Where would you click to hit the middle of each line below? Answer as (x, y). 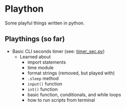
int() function (43, 89)
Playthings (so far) (35, 39)
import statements (47, 62)
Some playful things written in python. (45, 23)
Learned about (35, 57)
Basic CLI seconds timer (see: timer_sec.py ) (58, 51)
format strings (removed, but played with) (71, 73)
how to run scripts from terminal (61, 100)
